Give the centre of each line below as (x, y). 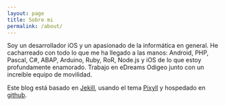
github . (17, 95)
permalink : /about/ (35, 26)
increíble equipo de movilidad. (50, 75)
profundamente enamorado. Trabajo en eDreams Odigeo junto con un (106, 67)
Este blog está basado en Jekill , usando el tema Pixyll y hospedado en (106, 88)
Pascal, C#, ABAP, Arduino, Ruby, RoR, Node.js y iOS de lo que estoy (104, 60)
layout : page (26, 13)
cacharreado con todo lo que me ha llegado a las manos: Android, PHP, (108, 53)
